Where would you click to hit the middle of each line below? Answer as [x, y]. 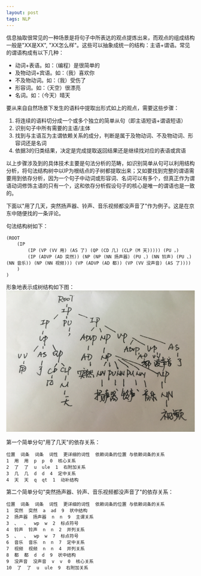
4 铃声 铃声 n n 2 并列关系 [45, 529]
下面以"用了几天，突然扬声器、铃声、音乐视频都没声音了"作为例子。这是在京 [100, 206]
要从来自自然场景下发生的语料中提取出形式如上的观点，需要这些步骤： [93, 108]
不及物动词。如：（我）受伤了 [50, 80]
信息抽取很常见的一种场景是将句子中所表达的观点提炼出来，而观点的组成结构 [100, 37]
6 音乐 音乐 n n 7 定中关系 [45, 542]
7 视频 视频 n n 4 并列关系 [45, 548]
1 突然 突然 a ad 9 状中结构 [47, 511]
